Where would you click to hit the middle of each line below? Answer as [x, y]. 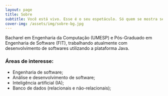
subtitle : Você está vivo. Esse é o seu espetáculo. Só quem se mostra [81, 19]
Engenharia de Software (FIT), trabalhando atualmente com [66, 43]
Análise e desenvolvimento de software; [54, 77]
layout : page [19, 10]
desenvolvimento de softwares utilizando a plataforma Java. [67, 48]
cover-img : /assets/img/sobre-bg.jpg [44, 24]
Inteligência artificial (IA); [38, 83]
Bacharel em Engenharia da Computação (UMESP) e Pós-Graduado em [79, 38]
